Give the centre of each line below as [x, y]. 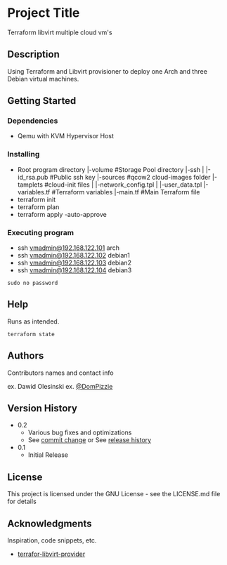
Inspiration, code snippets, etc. [52, 540]
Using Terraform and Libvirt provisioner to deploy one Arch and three [107, 71]
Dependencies [33, 121]
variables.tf [34, 192]
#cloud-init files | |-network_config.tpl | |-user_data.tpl [123, 185]
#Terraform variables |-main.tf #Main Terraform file [126, 192]
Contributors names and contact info [60, 373]
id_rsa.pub [33, 177]
